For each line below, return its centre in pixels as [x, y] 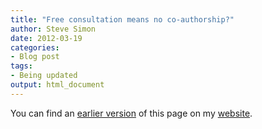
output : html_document [57, 85]
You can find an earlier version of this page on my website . [131, 113]
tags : [21, 66]
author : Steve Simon [53, 29]
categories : [35, 47]
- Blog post [35, 57]
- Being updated [44, 76]
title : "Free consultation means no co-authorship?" [122, 19]
